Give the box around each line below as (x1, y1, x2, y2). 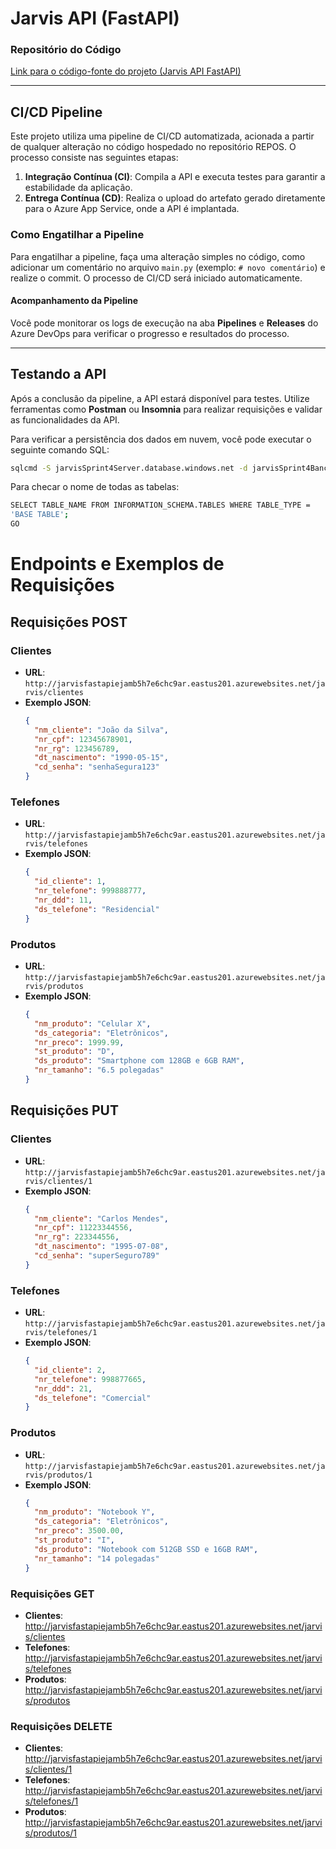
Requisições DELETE (10, 1719, 113, 1733)
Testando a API (10, 366, 107, 383)
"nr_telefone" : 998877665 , (34, 1374, 147, 1384)
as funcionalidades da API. (10, 413, 120, 426)
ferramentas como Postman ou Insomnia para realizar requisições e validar (10, 403, 323, 415)
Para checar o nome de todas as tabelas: (10, 481, 180, 493)
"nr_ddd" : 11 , (34, 895, 93, 906)
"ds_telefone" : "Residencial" (34, 904, 160, 914)
